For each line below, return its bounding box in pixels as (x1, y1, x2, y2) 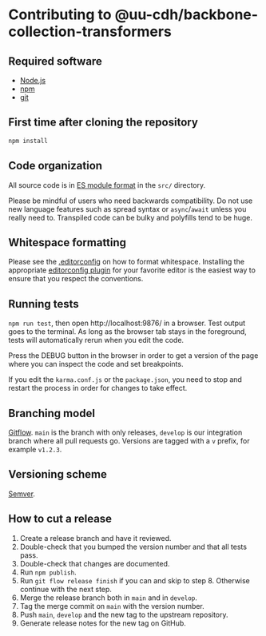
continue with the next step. (19, 584, 112, 594)
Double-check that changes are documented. (19, 558, 170, 568)
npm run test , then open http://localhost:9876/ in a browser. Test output (8, 318, 246, 328)
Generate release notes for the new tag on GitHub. (19, 618, 186, 628)
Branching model (8, 406, 96, 420)
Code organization (8, 159, 102, 173)
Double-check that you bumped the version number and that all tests (19, 542, 248, 551)
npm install (8, 137, 48, 145)
